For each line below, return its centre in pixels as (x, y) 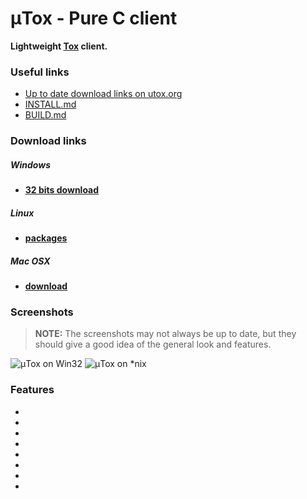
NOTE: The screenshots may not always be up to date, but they (165, 334)
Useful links (40, 72)
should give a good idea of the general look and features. (153, 344)
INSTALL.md (50, 104)
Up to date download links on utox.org (103, 94)
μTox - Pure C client (94, 18)
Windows (31, 164)
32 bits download (62, 190)
